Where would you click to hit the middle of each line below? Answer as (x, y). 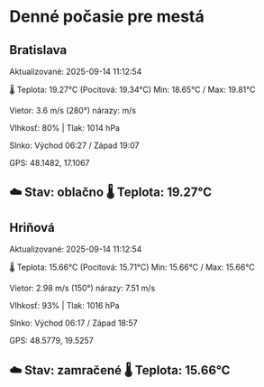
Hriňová (32, 227)
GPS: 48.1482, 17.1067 (50, 163)
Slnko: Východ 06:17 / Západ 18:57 (73, 323)
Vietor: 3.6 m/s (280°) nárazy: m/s (73, 111)
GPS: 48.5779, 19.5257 (52, 341)
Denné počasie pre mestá (107, 17)
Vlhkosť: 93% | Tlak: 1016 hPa (64, 306)
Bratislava (38, 50)
